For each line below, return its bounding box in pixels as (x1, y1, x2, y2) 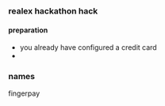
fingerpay (8, 89, 40, 98)
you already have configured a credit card (19, 43, 157, 52)
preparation (8, 25, 48, 35)
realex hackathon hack (8, 6, 98, 17)
